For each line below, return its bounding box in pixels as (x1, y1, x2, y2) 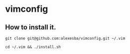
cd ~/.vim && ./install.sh (5, 45, 61, 50)
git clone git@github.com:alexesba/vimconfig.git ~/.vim (5, 36, 126, 41)
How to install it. (5, 23, 56, 31)
